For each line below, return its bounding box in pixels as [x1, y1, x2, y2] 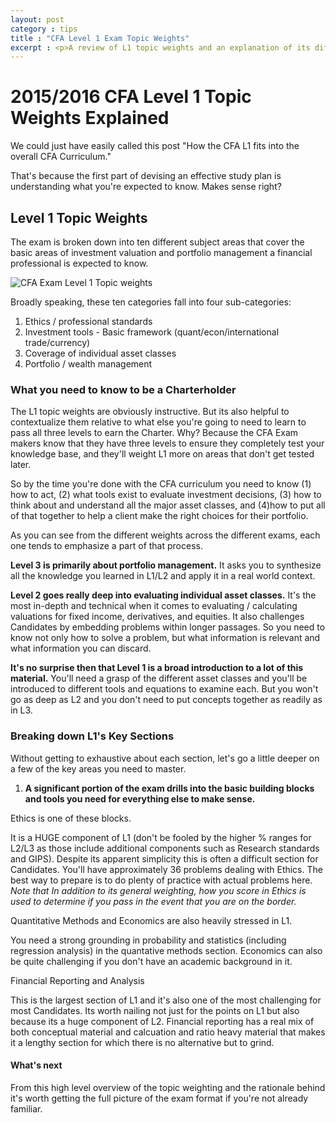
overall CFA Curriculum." [10, 151, 112, 163]
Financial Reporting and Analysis [10, 974, 145, 986]
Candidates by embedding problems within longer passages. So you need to [10, 621, 326, 633]
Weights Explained [10, 107, 170, 130]
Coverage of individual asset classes [24, 347, 177, 359]
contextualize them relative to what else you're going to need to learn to [10, 416, 307, 428]
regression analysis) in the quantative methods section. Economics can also [10, 944, 323, 956]
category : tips [10, 24, 78, 34]
